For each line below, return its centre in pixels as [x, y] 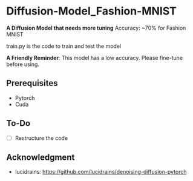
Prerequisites [32, 83]
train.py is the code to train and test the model [64, 46]
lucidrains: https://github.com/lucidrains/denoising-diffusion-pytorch [101, 172]
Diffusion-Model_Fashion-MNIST [92, 11]
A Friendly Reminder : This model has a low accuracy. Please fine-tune [95, 58]
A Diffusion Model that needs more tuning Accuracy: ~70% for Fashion [96, 28]
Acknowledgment [41, 158]
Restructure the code [41, 138]
